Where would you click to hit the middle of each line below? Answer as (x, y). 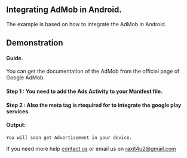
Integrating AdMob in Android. (64, 10)
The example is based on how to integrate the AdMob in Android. (86, 24)
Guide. (15, 58)
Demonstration (35, 43)
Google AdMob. (26, 78)
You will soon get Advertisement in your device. (69, 137)
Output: (16, 125)
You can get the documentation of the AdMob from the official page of (93, 72)
